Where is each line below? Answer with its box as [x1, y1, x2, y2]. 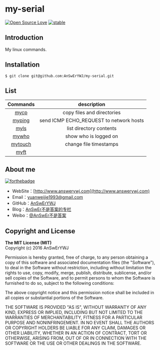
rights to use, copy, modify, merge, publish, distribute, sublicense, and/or [5, 270, 152, 276]
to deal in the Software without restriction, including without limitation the [5, 265, 152, 270]
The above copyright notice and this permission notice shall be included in [5, 290, 154, 295]
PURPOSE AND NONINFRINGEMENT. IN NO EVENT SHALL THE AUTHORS [5, 320, 155, 325]
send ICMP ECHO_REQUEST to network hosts [39, 117, 144, 124]
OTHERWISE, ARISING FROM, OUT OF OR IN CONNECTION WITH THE [5, 335, 147, 341]
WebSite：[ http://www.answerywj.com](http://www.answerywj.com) [12, 188, 150, 194]
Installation [5, 61, 40, 69]
